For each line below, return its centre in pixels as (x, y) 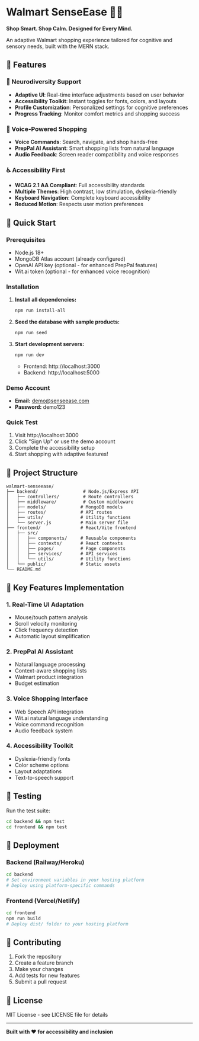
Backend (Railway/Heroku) (45, 862)
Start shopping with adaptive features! (61, 454)
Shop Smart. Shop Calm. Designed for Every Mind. (70, 28)
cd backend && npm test (36, 821)
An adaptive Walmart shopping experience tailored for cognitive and (89, 40)
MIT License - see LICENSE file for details (57, 1015)
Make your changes (39, 969)
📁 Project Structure (42, 473)
